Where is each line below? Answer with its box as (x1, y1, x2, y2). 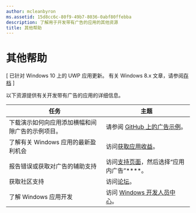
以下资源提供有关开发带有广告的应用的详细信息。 (6, 92, 124, 99)
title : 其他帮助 (6, 25, 42, 31)
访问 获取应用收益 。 (106, 142, 159, 151)
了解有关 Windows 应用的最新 (9, 138, 90, 146)
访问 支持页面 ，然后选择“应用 (106, 158, 185, 166)
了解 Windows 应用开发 (9, 193, 73, 201)
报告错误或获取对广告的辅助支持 (9, 162, 97, 170)
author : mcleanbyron (6, 8, 57, 15)
